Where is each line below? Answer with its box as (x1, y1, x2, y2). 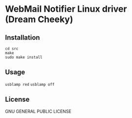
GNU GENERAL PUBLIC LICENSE (5, 108, 72, 114)
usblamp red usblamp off (5, 82, 55, 87)
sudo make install (5, 55, 43, 60)
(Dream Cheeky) (5, 14, 73, 25)
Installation (5, 33, 40, 42)
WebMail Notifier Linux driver (5, 3, 127, 15)
